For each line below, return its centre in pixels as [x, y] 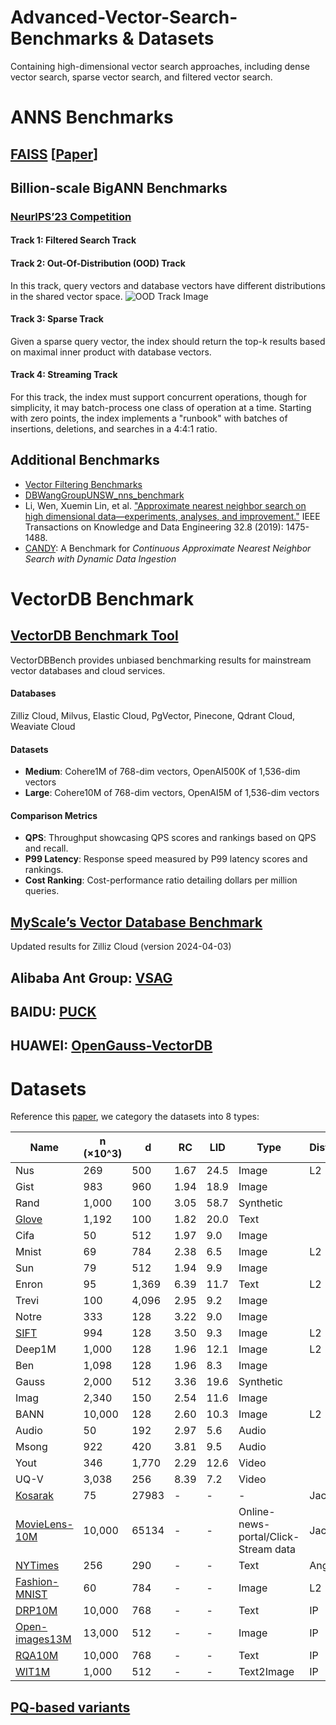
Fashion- [37, 1582]
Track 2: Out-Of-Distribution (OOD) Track [98, 263]
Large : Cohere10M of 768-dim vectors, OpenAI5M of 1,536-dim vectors [172, 793]
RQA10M [37, 1656]
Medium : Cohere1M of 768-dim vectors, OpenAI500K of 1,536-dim [162, 772]
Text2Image [266, 1672]
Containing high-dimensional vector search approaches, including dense [160, 66]
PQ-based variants [70, 1707]
